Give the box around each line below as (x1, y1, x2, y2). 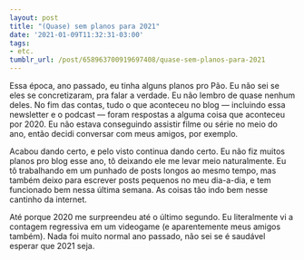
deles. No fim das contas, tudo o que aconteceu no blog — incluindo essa (9, 100, 286, 110)
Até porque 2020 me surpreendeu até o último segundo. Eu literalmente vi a (9, 212, 293, 222)
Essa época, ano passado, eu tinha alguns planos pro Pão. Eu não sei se (9, 81, 279, 91)
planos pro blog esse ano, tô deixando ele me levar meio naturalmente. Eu (9, 156, 287, 166)
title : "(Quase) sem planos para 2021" (9, 22, 161, 31)
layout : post (9, 13, 59, 23)
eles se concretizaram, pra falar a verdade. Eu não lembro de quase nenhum (9, 90, 296, 101)
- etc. (9, 47, 34, 56)
